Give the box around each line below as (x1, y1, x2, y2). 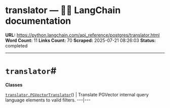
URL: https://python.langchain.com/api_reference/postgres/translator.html (5, 32, 160, 38)
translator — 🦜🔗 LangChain (5, 5, 121, 16)
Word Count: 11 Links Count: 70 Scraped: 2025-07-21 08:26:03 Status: (5, 37, 156, 43)
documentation (5, 15, 71, 27)
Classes (5, 82, 23, 88)
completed (5, 42, 28, 48)
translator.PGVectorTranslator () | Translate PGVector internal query (5, 91, 149, 97)
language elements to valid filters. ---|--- (5, 97, 91, 103)
